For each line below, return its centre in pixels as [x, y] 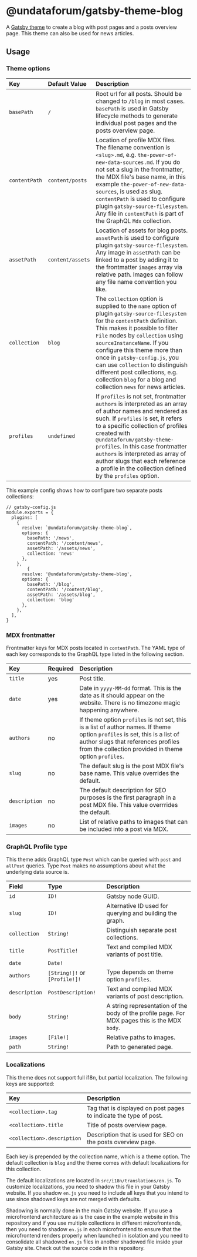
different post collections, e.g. [137, 372]
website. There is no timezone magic [130, 702]
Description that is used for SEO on [135, 1134]
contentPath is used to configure [141, 199]
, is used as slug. [140, 191]
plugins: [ [25, 517]
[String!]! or [67, 973]
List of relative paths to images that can [134, 822]
